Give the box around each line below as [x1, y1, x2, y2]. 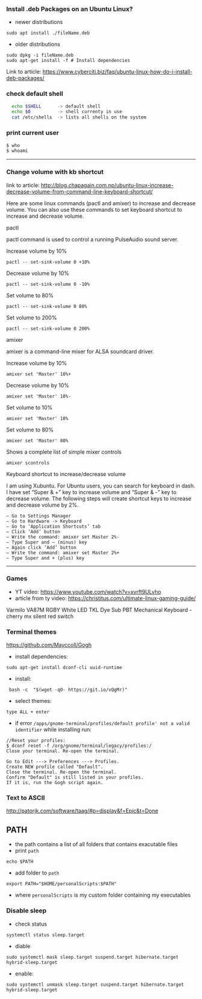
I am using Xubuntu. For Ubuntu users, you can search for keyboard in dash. [6, 482, 195, 489]
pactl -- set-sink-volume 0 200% [6, 326, 90, 332]
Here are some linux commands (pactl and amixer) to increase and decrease [6, 199, 196, 206]
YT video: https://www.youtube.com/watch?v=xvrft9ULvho [14, 588, 161, 595]
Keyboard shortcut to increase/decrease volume [6, 470, 126, 477]
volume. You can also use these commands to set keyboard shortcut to [6, 206, 182, 213]
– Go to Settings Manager [6, 513, 71, 519]
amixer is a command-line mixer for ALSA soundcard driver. [6, 348, 155, 355]
